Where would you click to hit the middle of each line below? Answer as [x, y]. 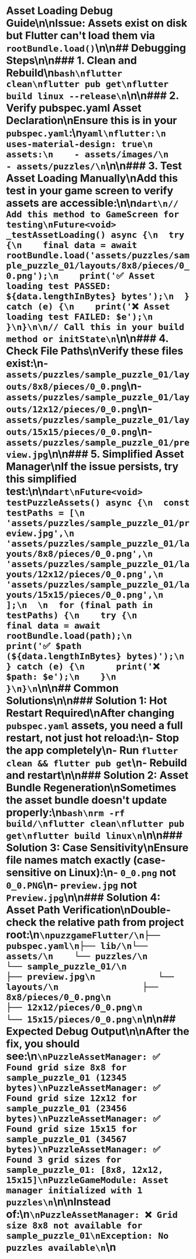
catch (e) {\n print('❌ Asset [88, 307]
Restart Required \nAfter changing [90, 713]
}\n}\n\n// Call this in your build [95, 327]
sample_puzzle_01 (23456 [66, 1109]
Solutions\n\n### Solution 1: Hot [87, 701]
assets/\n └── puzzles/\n [77, 957]
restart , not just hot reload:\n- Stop [93, 738]
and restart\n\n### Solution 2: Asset [97, 775]
